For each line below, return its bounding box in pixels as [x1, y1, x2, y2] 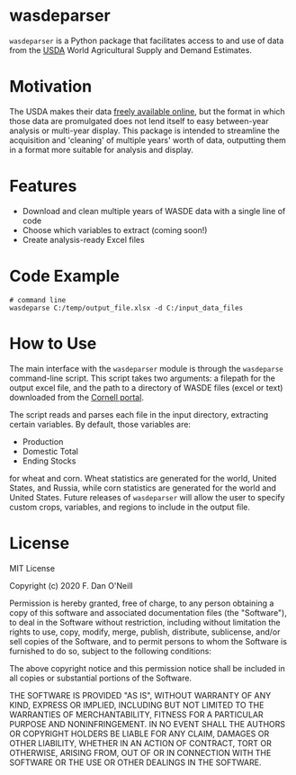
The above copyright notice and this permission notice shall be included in [9, 662, 285, 673]
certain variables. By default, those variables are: [9, 419, 192, 429]
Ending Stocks [22, 455, 76, 466]
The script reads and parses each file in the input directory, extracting [9, 409, 269, 419]
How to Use [9, 333, 97, 354]
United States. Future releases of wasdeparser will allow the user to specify [9, 491, 285, 502]
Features [9, 176, 77, 196]
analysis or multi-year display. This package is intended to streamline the [9, 125, 281, 136]
